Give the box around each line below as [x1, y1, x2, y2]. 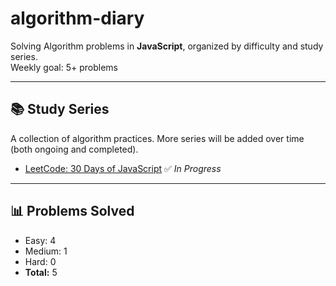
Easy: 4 [24, 234, 57, 246]
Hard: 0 [24, 255, 57, 267]
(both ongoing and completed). [10, 143, 139, 155]
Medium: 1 [24, 245, 68, 257]
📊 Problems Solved [10, 203, 135, 220]
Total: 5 [24, 266, 58, 278]
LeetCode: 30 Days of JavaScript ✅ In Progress [24, 162, 222, 174]
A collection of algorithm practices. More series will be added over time [10, 132, 305, 144]
